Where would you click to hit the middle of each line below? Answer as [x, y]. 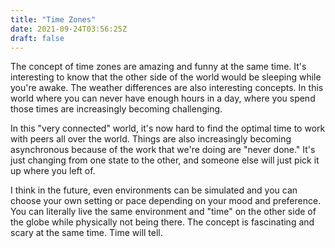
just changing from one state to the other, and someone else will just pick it [165, 160]
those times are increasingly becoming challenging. [116, 109]
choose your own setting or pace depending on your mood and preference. [166, 201]
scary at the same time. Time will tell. [86, 233]
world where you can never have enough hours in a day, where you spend [163, 98]
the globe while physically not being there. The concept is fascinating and [162, 222]
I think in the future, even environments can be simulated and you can [154, 190]
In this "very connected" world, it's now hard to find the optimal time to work [168, 128]
